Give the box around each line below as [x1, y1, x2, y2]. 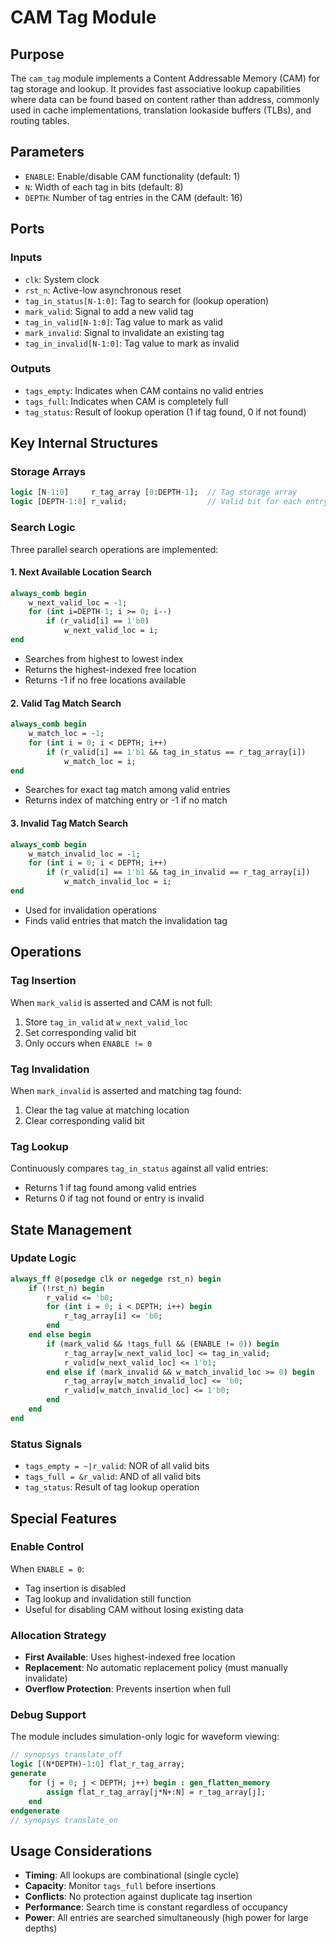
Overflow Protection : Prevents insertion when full [24, 1683, 232, 1695]
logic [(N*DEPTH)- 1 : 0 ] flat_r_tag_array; [10, 1759, 186, 1770]
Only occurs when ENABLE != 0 [24, 1037, 153, 1049]
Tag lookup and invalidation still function [24, 1592, 192, 1605]
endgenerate [10, 1806, 60, 1816]
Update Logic [10, 1251, 77, 1265]
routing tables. [10, 115, 70, 126]
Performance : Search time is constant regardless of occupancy [24, 1901, 288, 1913]
